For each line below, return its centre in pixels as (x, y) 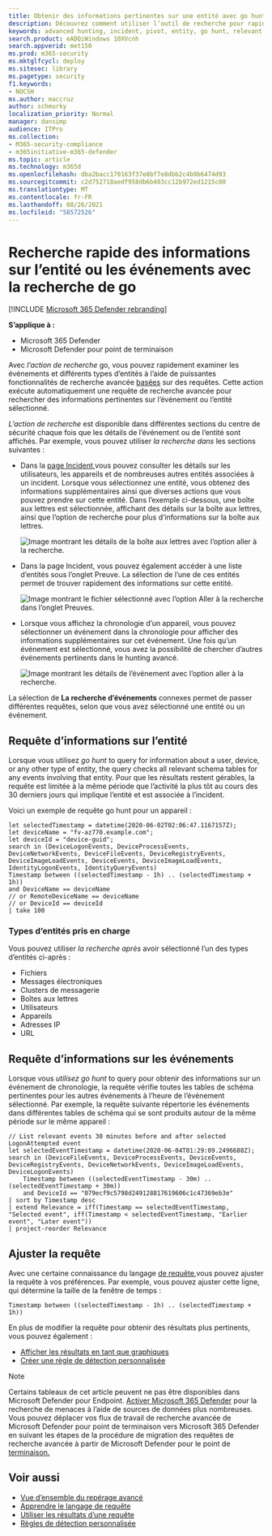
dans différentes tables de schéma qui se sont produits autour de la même (132, 1113)
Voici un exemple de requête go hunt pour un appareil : (100, 811)
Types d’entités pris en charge (70, 931)
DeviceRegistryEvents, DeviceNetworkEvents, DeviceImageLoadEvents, (126, 1165)
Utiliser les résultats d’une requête (77, 1514)
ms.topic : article (39, 159)
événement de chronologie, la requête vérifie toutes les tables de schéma (131, 1087)
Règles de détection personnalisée (78, 1523)
